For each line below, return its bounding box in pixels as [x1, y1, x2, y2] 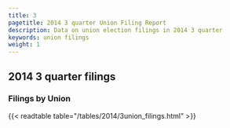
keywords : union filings [8, 33, 89, 42]
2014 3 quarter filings [8, 70, 116, 83]
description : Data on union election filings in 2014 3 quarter [8, 26, 223, 34]
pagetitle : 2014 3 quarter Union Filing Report [8, 19, 167, 27]
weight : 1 [8, 41, 41, 49]
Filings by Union [8, 93, 71, 104]
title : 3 [8, 11, 37, 20]
